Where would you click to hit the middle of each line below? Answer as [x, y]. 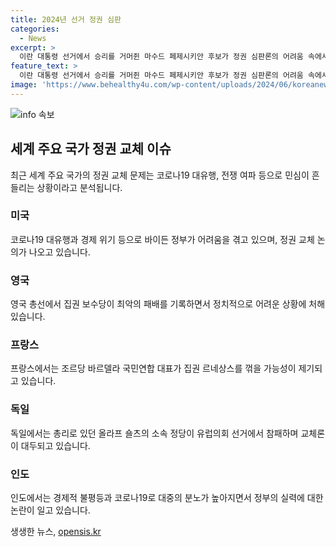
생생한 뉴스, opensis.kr [56, 532]
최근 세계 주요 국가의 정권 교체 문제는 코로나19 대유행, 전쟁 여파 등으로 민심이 [160, 175]
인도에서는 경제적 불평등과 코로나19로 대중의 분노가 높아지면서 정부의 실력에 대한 [167, 498]
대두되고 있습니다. [55, 445]
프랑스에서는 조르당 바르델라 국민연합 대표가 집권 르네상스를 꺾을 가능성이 [153, 368]
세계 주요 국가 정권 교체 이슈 [91, 149]
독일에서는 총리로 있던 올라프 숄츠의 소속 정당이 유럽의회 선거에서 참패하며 [154, 433]
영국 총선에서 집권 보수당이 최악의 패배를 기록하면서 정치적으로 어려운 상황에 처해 [168, 304]
